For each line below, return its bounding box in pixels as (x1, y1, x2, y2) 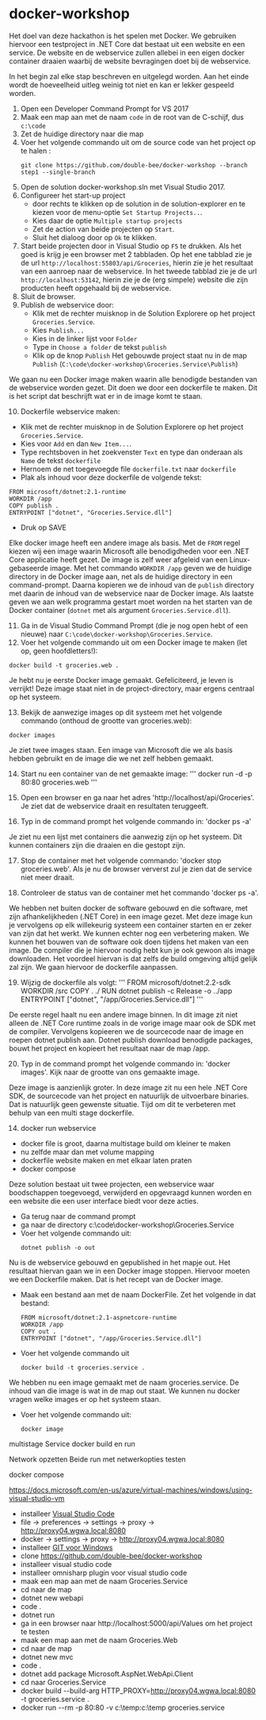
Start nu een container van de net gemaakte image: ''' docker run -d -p (20, 768, 253, 778)
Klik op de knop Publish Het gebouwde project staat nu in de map (32, 351, 248, 360)
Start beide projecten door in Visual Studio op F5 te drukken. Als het (20, 241, 242, 251)
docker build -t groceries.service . (20, 1363, 146, 1372)
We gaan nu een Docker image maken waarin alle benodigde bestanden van (9, 374, 258, 384)
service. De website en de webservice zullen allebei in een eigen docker (9, 48, 245, 57)
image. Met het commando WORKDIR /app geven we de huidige (49, 563, 253, 573)
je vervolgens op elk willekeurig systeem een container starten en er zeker (9, 920, 253, 929)
